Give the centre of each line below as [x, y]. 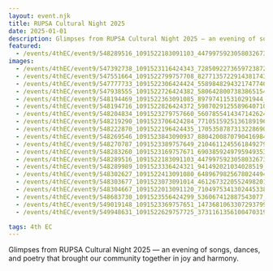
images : [22, 62]
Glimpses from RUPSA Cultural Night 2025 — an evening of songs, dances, [134, 250]
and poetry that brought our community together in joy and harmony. [123, 258]
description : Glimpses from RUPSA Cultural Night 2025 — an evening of [132, 39]
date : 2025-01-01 [38, 31]
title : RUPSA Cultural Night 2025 [67, 24]
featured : [25, 46]
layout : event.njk [39, 16]
